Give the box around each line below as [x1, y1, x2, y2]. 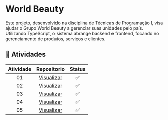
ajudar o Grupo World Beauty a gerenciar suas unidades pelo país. [5, 25, 144, 31]
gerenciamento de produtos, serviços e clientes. [5, 36, 106, 42]
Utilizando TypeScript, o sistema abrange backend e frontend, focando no [5, 30, 159, 36]
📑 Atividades [5, 50, 46, 59]
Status [69, 65, 86, 72]
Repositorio [36, 65, 65, 72]
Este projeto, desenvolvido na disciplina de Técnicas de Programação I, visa [5, 20, 163, 26]
